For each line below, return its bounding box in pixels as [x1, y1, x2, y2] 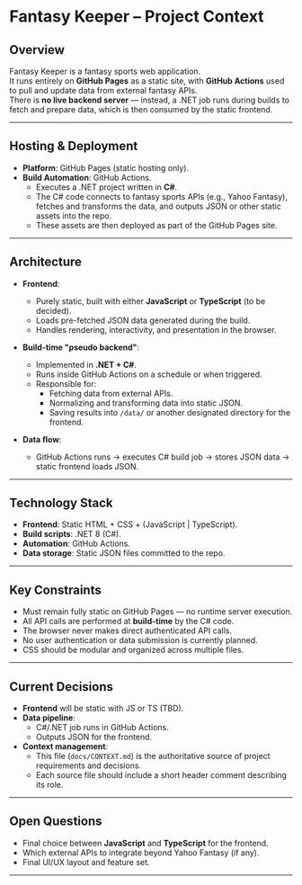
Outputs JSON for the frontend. [35, 731, 153, 743]
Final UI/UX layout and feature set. [22, 856, 150, 867]
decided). [35, 305, 72, 316]
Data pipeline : [22, 712, 76, 723]
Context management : [22, 741, 109, 752]
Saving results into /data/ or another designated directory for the [49, 407, 291, 417]
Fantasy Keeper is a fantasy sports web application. [9, 66, 201, 76]
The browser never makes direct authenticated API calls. [22, 625, 232, 636]
